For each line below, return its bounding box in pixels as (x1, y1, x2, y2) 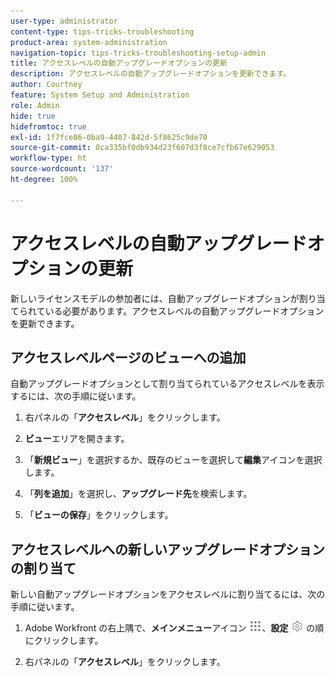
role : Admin (10, 100, 60, 110)
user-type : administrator (10, 16, 118, 26)
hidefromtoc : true (10, 121, 87, 132)
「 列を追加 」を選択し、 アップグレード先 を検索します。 (24, 488, 253, 500)
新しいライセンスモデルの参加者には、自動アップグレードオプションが (10, 292, 300, 304)
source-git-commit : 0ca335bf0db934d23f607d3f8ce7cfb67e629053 (10, 143, 275, 153)
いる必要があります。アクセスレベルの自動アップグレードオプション (44, 305, 325, 317)
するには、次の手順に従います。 (10, 390, 142, 402)
